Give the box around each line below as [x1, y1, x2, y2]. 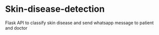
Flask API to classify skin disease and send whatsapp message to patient [5, 20, 154, 26]
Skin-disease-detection [5, 3, 105, 15]
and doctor [5, 25, 28, 31]
